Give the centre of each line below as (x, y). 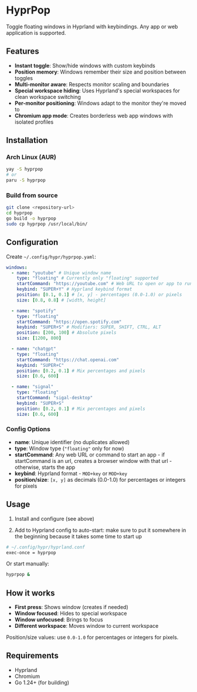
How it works (30, 593)
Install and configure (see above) (55, 518)
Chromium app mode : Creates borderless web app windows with (94, 115)
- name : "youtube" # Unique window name (61, 273)
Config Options (28, 429)
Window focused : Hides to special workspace (71, 614)
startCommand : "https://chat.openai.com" (68, 360)
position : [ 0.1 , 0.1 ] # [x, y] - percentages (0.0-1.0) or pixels (99, 295)
